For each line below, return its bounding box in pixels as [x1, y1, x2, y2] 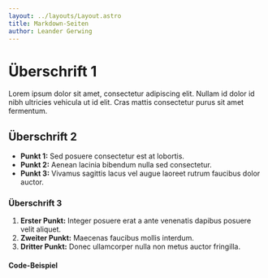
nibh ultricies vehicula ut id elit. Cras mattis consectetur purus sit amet [8, 98, 244, 107]
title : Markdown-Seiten [8, 20, 89, 28]
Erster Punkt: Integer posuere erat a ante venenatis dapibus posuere [19, 216, 252, 226]
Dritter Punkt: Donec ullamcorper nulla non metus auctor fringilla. [19, 241, 241, 252]
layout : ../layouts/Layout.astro [8, 11, 122, 20]
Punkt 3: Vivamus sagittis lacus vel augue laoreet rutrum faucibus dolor [19, 168, 261, 179]
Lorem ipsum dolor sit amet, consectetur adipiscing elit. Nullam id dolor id [8, 89, 255, 98]
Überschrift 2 [8, 129, 77, 143]
